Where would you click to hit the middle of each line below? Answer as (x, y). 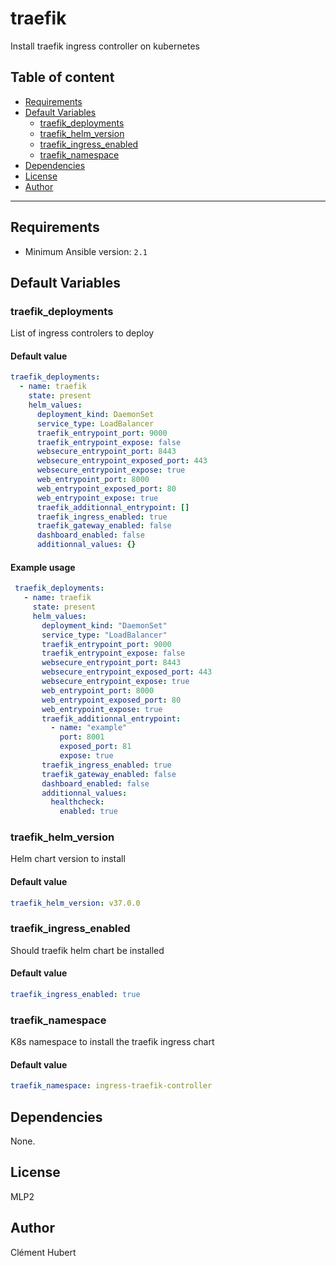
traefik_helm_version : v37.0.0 (75, 903)
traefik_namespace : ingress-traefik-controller (111, 1086)
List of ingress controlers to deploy (82, 333)
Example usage (43, 567)
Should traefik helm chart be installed (87, 950)
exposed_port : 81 (95, 747)
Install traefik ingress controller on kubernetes (105, 46)
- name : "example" (89, 728)
